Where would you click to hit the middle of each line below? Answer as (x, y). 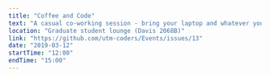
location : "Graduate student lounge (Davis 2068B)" (96, 30)
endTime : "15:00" (37, 61)
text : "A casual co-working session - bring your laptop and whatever (129, 23)
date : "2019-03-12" (41, 46)
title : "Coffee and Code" (51, 16)
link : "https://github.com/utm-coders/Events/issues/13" (106, 38)
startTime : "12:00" (41, 53)
